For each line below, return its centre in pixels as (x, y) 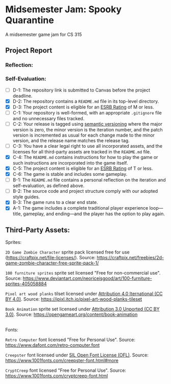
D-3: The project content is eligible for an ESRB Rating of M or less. (83, 107)
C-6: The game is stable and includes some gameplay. (70, 174)
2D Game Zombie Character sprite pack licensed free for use (68, 252)
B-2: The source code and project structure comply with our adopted (85, 191)
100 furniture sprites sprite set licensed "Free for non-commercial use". (83, 273)
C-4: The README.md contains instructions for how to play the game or (85, 157)
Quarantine (30, 20)
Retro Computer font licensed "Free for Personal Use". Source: (70, 340)
